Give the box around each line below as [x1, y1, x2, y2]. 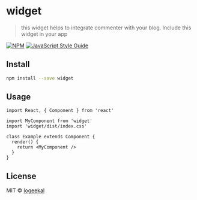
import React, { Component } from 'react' [6, 108, 114, 114]
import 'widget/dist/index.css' [6, 123, 87, 129]
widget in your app [20, 30, 68, 37]
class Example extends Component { [6, 134, 95, 140]
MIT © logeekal [6, 187, 45, 194]
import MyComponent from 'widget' [6, 118, 93, 124]
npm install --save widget [6, 75, 74, 81]
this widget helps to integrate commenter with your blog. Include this [20, 24, 192, 31]
